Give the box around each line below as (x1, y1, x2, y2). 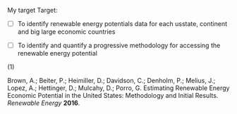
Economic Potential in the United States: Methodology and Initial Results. (7, 91, 219, 100)
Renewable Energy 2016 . (7, 99, 80, 108)
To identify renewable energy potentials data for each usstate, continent (17, 20, 228, 27)
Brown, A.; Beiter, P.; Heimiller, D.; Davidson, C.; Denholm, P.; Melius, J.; (7, 77, 216, 85)
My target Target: (7, 6, 58, 14)
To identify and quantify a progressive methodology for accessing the (17, 42, 221, 50)
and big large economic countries (17, 27, 116, 36)
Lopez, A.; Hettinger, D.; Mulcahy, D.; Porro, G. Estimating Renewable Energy (7, 84, 230, 92)
